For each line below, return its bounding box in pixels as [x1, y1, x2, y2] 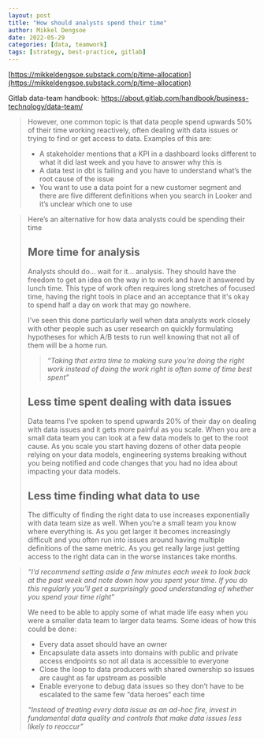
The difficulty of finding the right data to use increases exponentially [27, 510, 251, 520]
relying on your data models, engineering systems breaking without [27, 450, 247, 459]
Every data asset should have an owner [39, 640, 168, 649]
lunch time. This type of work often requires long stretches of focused [27, 283, 255, 292]
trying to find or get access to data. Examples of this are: [27, 134, 213, 143]
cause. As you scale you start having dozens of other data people [27, 441, 242, 451]
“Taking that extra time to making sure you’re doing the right [46, 355, 244, 365]
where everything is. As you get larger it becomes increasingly [27, 527, 231, 537]
